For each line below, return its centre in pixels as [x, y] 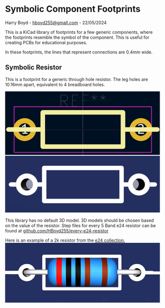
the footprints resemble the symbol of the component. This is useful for [77, 37]
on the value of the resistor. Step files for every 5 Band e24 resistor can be [81, 226]
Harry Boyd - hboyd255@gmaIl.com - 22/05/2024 [56, 23]
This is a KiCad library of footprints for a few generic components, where [79, 32]
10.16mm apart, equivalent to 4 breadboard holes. [55, 84]
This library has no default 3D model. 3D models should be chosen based [80, 220]
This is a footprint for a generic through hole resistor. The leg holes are [77, 79]
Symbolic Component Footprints [73, 9]
